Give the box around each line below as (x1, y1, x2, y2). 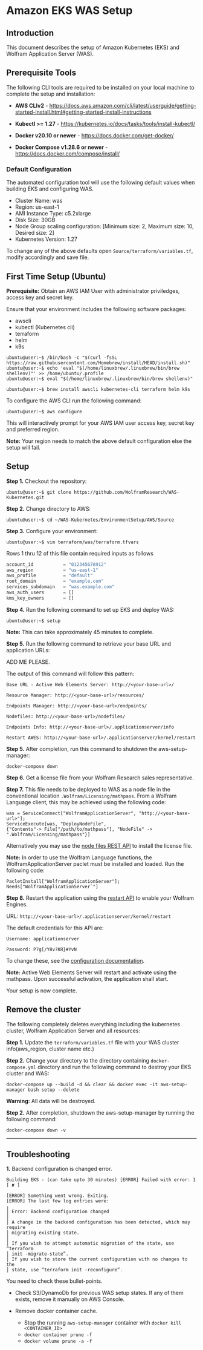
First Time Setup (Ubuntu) (6, 271, 106, 281)
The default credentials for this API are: (6, 924, 104, 931)
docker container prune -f (24, 1332, 92, 1338)
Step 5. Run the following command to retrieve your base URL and (6, 640, 171, 647)
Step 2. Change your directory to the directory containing (6, 1057, 150, 1064)
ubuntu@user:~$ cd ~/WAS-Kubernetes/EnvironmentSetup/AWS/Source (6, 517, 174, 523)
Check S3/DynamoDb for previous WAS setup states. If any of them (14, 1289, 184, 1297)
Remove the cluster (6, 1004, 82, 1015)
